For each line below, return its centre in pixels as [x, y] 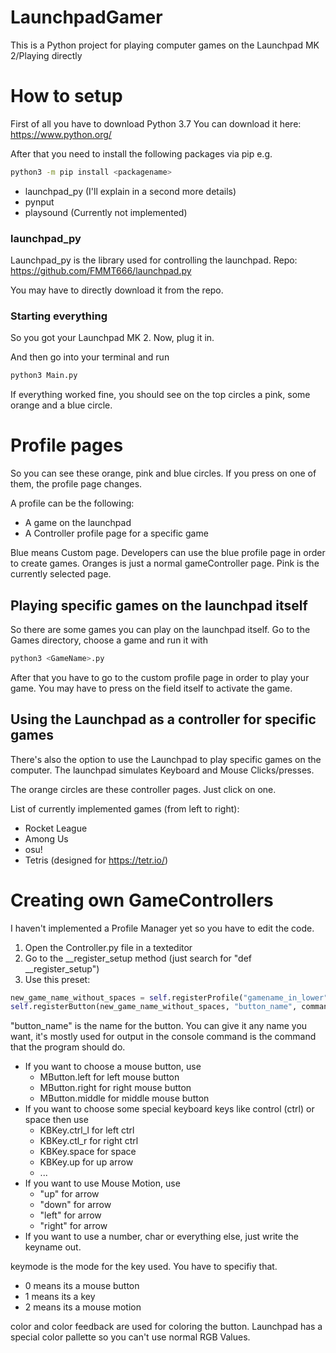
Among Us [46, 838]
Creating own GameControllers [142, 900]
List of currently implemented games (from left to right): [125, 808]
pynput [39, 202]
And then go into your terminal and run [90, 357]
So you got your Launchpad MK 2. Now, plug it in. [112, 338]
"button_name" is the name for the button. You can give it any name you [159, 1026]
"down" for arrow [75, 1205]
